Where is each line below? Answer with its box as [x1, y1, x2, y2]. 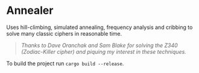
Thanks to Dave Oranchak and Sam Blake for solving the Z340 [21, 42, 178, 49]
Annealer [6, 4, 54, 17]
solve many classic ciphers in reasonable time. [6, 30, 122, 37]
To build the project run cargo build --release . [6, 60, 124, 67]
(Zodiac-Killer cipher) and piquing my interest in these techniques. [21, 48, 187, 55]
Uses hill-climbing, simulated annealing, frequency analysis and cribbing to [6, 24, 193, 31]
